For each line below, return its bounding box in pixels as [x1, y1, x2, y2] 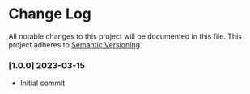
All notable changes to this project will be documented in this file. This [8, 31, 243, 41]
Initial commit [19, 78, 66, 88]
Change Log [8, 5, 91, 23]
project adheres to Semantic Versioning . [8, 39, 142, 49]
